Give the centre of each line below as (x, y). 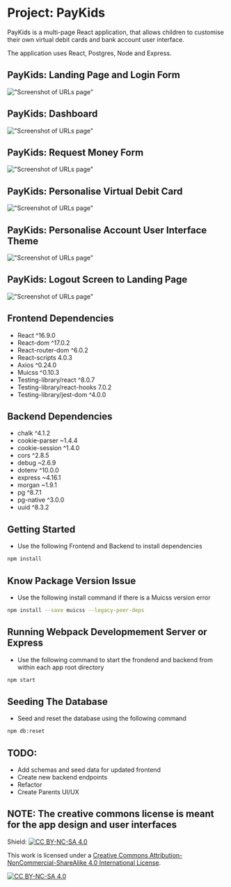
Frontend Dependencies (61, 319)
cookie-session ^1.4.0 (48, 448)
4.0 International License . (125, 863)
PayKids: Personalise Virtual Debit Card (95, 191)
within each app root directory (61, 667)
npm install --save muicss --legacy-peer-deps (76, 610)
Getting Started (41, 529)
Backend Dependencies (60, 417)
